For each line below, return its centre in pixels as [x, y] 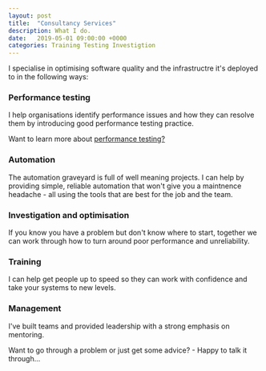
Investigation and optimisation [69, 215]
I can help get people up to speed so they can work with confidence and [128, 279]
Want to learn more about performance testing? [87, 139]
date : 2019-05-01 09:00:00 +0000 [68, 38]
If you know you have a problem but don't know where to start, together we [133, 232]
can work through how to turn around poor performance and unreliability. [129, 241]
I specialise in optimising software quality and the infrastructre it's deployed [133, 68]
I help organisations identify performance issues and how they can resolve [131, 115]
